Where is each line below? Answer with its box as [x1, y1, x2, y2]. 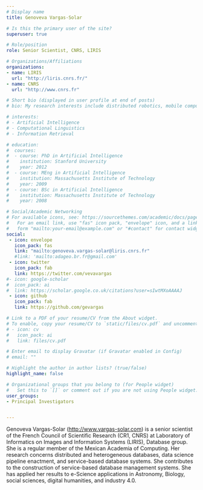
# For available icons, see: [6, 214, 80, 221]
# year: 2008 [6, 198, 47, 204]
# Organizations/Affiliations [6, 59, 83, 65]
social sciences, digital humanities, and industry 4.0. [6, 477, 137, 484]
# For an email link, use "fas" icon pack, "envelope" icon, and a [6, 220, 185, 226]
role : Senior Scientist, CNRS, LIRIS [6, 48, 101, 54]
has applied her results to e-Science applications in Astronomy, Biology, [6, 471, 185, 478]
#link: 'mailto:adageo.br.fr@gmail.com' [14, 254, 118, 260]
